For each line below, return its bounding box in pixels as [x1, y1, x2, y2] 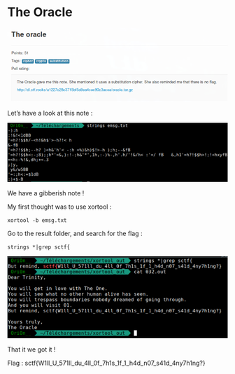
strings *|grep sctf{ [7, 243, 71, 251]
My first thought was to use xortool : [7, 202, 112, 211]
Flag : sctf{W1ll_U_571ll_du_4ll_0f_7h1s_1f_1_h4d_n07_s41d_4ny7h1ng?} [7, 359, 206, 367]
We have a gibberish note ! [7, 188, 85, 197]
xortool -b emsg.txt [7, 216, 68, 224]
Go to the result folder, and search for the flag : [7, 229, 143, 237]
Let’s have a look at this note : [7, 109, 93, 118]
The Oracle [7, 4, 73, 20]
